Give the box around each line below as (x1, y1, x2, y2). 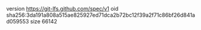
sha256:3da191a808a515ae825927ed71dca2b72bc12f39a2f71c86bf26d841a (6, 11, 196, 19)
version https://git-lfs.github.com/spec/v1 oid (6, 5, 119, 12)
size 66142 (30, 18, 57, 25)
